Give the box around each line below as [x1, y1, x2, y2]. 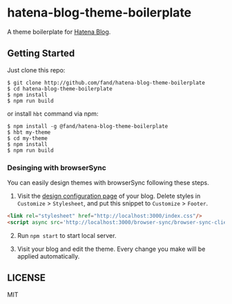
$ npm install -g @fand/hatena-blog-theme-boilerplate [7, 123, 168, 130]
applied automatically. [17, 252, 80, 260]
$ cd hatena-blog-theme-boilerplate [7, 85, 113, 92]
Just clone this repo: [7, 65, 66, 74]
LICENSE [7, 272, 46, 284]
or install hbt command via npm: [7, 109, 99, 118]
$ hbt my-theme [7, 129, 51, 136]
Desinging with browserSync [7, 163, 107, 172]
